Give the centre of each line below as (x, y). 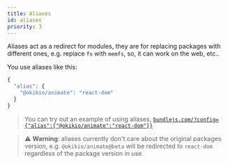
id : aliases (24, 20)
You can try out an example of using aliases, (88, 119)
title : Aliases (29, 14)
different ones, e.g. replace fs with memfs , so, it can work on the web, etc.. (113, 54)
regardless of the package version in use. (84, 153)
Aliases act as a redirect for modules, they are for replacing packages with (114, 47)
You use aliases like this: (43, 67)
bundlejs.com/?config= (186, 120)
